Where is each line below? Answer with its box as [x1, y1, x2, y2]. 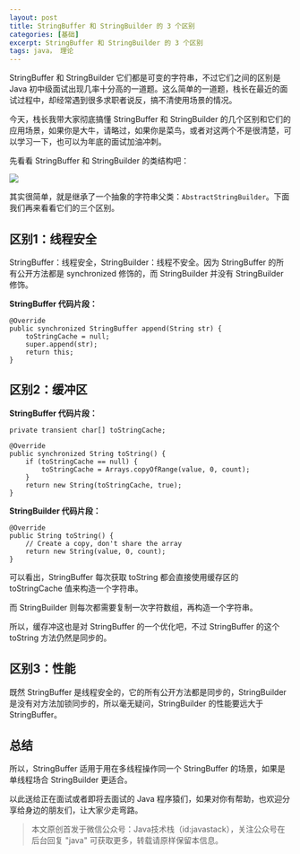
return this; [25, 348, 74, 357]
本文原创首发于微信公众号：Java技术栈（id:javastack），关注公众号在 [30, 823, 286, 835]
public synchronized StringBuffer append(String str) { [9, 324, 222, 333]
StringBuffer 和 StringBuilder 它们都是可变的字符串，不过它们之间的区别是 [9, 73, 281, 84]
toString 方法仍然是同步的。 [9, 632, 112, 643]
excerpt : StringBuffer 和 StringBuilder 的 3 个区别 [9, 38, 203, 48]
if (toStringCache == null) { [25, 457, 139, 466]
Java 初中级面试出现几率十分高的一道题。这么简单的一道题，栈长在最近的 [9, 84, 280, 94]
